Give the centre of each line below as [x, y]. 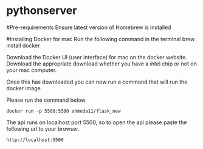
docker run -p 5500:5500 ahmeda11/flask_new [64, 111]
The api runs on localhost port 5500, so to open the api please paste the [97, 122]
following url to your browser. [43, 128]
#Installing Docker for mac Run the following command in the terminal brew [101, 39]
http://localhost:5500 [35, 140]
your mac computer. [32, 70]
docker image [23, 88]
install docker [23, 45]
